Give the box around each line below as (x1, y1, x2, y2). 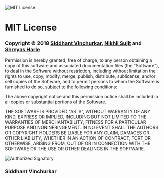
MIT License (5, 22, 57, 33)
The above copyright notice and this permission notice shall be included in (5, 94, 158, 100)
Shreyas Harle (5, 46, 40, 53)
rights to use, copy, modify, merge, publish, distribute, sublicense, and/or (5, 73, 156, 79)
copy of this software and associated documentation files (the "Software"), (5, 63, 160, 69)
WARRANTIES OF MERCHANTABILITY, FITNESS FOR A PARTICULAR (5, 119, 146, 125)
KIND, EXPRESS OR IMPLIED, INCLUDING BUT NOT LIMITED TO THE (5, 114, 147, 120)
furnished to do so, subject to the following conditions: (5, 84, 117, 90)
